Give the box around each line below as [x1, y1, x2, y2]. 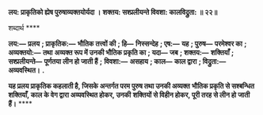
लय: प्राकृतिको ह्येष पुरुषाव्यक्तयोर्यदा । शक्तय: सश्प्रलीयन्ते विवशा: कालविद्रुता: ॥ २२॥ [8, 8, 218, 17]
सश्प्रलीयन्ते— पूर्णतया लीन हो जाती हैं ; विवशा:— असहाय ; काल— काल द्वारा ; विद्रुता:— [8, 57, 227, 66]
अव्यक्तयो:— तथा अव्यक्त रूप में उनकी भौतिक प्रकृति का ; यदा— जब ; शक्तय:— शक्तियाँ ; [8, 48, 234, 57]
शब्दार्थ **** [8, 24, 40, 32]
